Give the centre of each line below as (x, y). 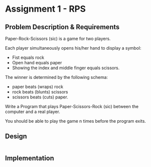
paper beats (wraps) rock (38, 87)
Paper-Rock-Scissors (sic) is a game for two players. (58, 38)
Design (16, 137)
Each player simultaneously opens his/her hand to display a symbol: (73, 48)
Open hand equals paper (37, 63)
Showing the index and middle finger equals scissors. (66, 68)
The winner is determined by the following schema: (57, 77)
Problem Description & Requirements (62, 27)
